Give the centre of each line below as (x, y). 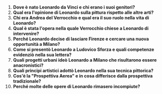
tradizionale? (27, 81)
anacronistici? (28, 65)
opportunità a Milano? (36, 44)
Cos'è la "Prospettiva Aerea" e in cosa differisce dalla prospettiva (83, 76)
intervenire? (26, 34)
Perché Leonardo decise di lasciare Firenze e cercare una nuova (81, 39)
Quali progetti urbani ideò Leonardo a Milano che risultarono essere (85, 60)
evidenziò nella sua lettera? (42, 55)
